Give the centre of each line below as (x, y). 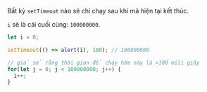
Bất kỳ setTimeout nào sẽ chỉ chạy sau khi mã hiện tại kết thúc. (98, 11)
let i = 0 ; (23, 37)
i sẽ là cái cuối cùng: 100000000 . (54, 24)
